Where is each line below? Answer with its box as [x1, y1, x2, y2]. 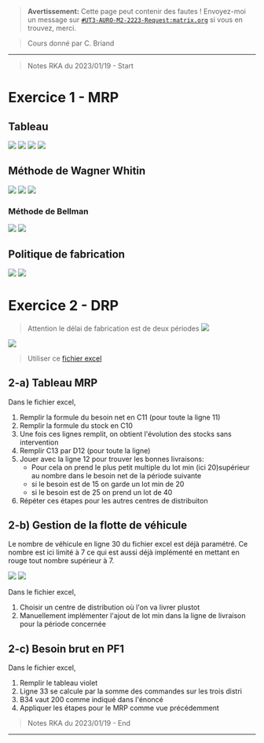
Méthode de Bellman [8, 206, 89, 217]
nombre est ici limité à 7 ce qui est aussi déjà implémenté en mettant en [8, 547, 240, 557]
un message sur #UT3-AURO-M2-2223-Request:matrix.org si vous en [27, 15, 244, 24]
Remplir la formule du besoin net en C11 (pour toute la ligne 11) [19, 412, 221, 422]
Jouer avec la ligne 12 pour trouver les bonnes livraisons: [19, 454, 204, 463]
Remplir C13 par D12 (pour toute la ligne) [19, 445, 151, 455]
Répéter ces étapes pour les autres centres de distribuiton [19, 496, 208, 505]
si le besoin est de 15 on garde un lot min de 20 [31, 479, 185, 489]
